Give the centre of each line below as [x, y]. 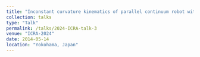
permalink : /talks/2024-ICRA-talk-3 [51, 28]
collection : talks [29, 17]
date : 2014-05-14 [28, 39]
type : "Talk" [22, 23]
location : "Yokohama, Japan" [42, 45]
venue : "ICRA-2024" [30, 34]
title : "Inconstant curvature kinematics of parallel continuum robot [96, 12]
